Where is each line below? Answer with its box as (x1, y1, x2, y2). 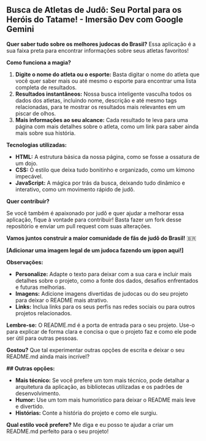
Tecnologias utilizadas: (6, 141, 67, 148)
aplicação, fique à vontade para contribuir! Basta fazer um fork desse (6, 216, 182, 223)
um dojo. (15, 159, 38, 167)
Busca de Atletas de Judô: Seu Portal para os (6, 5, 182, 15)
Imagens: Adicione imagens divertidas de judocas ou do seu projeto (15, 290, 188, 297)
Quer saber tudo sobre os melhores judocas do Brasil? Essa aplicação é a (6, 40, 196, 48)
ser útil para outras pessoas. (6, 334, 78, 342)
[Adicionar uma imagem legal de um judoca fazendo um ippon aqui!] (6, 247, 184, 254)
